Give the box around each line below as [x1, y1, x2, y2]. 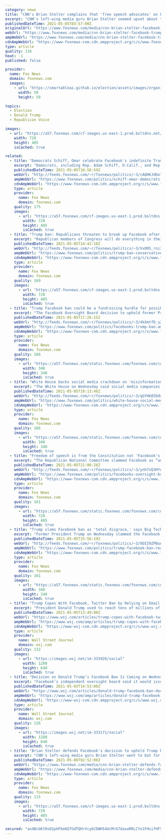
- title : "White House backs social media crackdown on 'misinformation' [9, 380, 165, 385]
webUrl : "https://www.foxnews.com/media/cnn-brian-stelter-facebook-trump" [5, 30, 165, 35]
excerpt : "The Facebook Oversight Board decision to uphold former [14, 310, 156, 315]
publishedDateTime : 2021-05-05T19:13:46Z [14, 389, 100, 394]
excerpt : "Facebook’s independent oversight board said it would [14, 679, 152, 684]
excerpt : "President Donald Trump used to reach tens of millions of [14, 605, 161, 610]
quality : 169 [14, 278, 41, 283]
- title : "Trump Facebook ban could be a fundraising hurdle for [9, 306, 147, 311]
